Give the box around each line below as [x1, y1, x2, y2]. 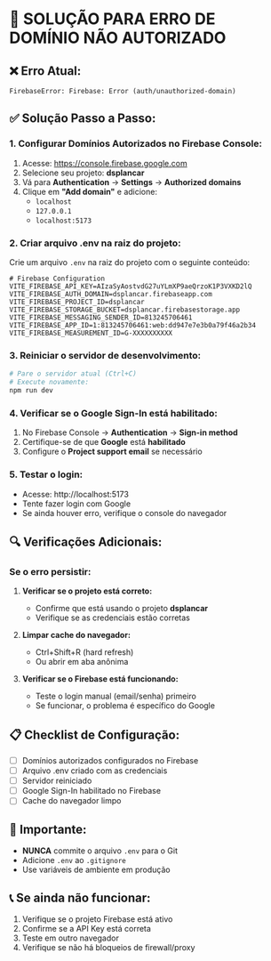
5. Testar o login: [9, 468, 84, 480]
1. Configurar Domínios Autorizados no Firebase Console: [9, 138, 262, 150]
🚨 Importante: [9, 821, 87, 836]
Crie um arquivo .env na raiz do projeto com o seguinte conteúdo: [9, 256, 251, 267]
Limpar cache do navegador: [21, 630, 132, 641]
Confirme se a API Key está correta [21, 923, 151, 933]
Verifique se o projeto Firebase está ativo [21, 913, 173, 925]
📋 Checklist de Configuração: [9, 727, 180, 742]
